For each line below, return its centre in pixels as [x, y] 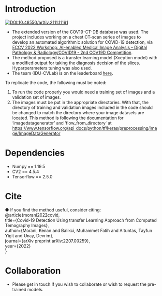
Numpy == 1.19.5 [29, 166]
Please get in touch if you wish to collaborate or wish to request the [79, 284]
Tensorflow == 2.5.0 [32, 176]
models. [35, 289]
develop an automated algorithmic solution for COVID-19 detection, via [82, 42]
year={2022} [18, 246]
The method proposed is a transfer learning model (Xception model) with [85, 57]
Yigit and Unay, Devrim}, [29, 235]
